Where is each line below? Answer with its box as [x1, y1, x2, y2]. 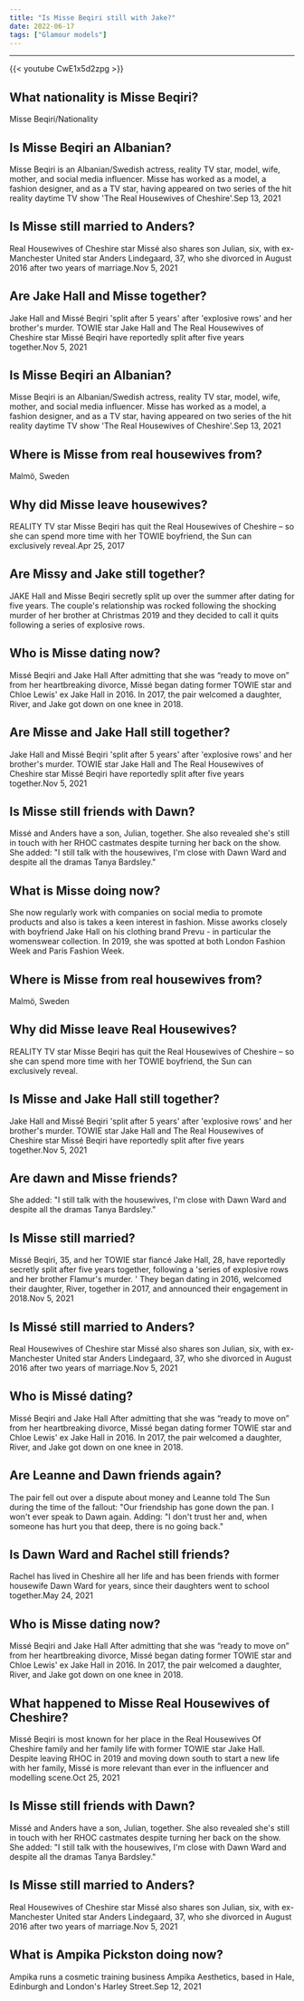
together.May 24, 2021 [9, 1590, 93, 1601]
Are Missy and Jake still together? [9, 567, 205, 582]
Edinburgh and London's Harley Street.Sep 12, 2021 [9, 1980, 202, 1992]
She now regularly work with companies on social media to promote [9, 907, 263, 918]
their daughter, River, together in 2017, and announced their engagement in [9, 1283, 289, 1295]
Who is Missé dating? [9, 1389, 134, 1404]
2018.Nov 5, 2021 [9, 1293, 74, 1304]
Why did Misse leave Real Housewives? [9, 1022, 237, 1038]
